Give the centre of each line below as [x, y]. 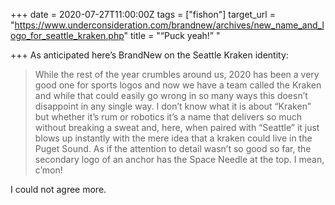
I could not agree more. [58, 189]
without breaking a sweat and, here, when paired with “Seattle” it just [177, 127]
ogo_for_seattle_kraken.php [67, 35]
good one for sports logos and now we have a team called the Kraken [178, 85]
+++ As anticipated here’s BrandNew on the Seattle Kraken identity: [149, 55]
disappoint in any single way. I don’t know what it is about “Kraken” [173, 106]
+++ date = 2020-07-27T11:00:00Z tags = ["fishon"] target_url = [143, 14]
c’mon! [48, 170]
